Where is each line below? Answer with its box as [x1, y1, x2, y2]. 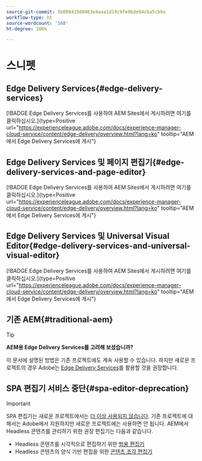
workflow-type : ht [6, 15, 52, 21]
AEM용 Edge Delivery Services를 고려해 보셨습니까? [6, 343, 134, 351]
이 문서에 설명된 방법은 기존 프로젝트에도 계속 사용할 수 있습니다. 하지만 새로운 [6, 356, 190, 364]
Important [6, 400, 31, 407]
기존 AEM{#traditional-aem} [6, 315, 113, 325]
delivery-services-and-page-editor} [6, 167, 147, 177]
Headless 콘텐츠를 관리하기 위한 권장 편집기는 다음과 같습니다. [6, 427, 154, 434]
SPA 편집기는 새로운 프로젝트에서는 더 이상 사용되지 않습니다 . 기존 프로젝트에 [6, 412, 187, 419]
